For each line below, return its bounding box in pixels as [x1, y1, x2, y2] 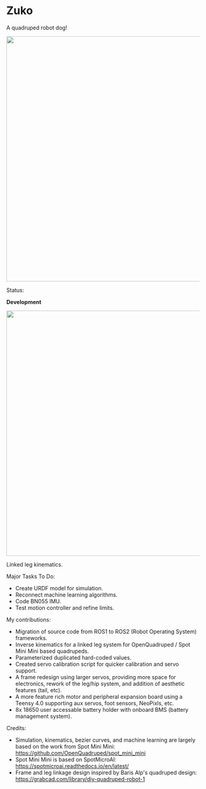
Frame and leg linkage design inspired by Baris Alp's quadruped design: [15, 769, 197, 776]
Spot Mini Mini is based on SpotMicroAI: [15, 755, 116, 763]
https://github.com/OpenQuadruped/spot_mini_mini [15, 749, 146, 757]
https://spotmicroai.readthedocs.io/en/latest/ [15, 762, 129, 769]
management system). [15, 712, 72, 720]
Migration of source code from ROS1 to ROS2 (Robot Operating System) [15, 628, 197, 635]
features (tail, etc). [15, 686, 63, 693]
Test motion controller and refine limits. [15, 604, 115, 611]
